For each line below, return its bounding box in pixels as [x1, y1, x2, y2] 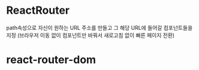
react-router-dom [6, 53, 97, 66]
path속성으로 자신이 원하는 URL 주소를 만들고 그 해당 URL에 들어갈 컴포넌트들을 [6, 24, 193, 31]
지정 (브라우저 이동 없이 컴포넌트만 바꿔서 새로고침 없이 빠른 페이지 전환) [6, 31, 175, 39]
